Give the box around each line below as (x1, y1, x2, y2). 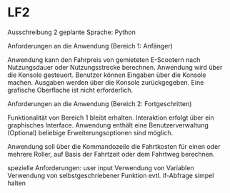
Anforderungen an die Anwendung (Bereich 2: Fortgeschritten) (7, 99, 192, 108)
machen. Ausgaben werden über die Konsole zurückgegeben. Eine (7, 78, 204, 86)
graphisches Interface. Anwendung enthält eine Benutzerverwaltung (7, 120, 209, 129)
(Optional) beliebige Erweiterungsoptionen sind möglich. (7, 128, 174, 137)
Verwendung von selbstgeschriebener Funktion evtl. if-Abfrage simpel (7, 171, 214, 179)
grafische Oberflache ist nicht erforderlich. (7, 85, 134, 94)
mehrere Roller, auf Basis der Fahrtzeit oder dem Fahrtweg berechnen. (7, 150, 216, 158)
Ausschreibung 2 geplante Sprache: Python (7, 28, 136, 36)
